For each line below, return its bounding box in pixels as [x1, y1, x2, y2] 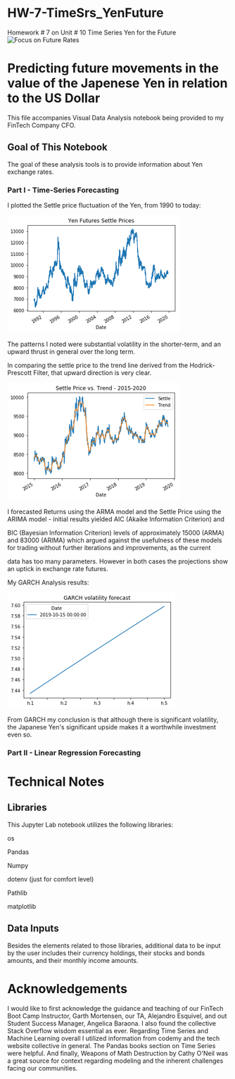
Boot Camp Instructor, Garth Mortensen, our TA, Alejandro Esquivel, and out [7, 1011, 227, 1020]
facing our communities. [7, 1064, 78, 1072]
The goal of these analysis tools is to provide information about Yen [7, 160, 203, 168]
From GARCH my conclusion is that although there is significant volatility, [7, 715, 219, 724]
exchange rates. [7, 167, 54, 176]
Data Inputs [7, 923, 59, 935]
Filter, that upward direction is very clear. [33, 368, 152, 377]
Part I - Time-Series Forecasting [7, 185, 120, 195]
